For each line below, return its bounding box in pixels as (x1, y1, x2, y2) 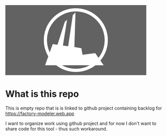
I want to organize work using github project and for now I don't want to (5, 120, 157, 126)
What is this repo (5, 88, 79, 100)
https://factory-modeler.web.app (5, 110, 74, 117)
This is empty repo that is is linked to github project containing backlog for (5, 105, 162, 111)
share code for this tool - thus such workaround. (5, 125, 108, 132)
